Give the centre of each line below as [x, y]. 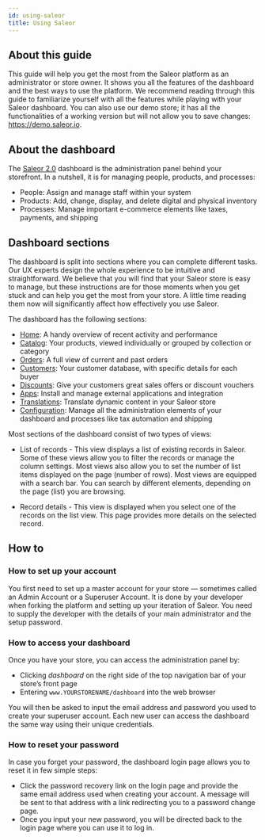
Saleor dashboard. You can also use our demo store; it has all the [114, 108]
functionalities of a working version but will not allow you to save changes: [129, 116]
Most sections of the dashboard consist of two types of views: [110, 433]
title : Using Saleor [42, 23]
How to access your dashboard [69, 643]
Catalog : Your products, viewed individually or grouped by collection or [135, 342]
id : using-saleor [37, 15]
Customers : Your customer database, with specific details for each [128, 368]
